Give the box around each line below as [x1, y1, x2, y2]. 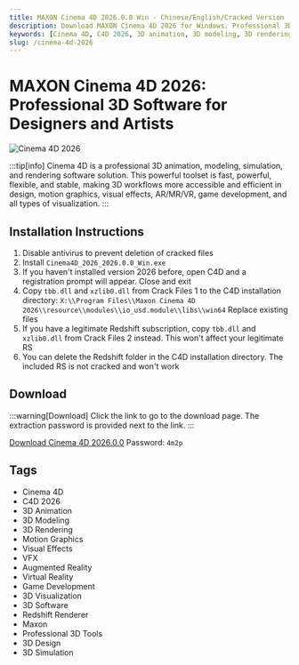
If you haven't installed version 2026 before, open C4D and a [21, 267, 246, 276]
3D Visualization [21, 590, 83, 601]
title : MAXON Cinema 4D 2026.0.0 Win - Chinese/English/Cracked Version [9, 12, 285, 22]
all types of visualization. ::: [9, 198, 109, 209]
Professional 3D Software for [9, 95, 228, 116]
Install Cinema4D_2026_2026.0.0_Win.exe [21, 257, 166, 268]
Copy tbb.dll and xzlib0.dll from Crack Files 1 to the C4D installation [21, 285, 282, 296]
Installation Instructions [9, 224, 145, 239]
